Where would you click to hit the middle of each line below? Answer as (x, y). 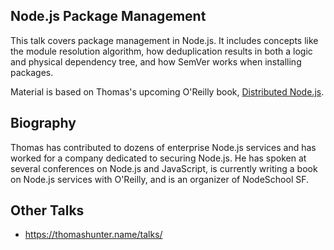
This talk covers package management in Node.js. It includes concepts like (164, 40)
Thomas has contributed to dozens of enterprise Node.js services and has (163, 147)
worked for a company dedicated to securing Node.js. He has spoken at (158, 158)
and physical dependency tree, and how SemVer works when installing (156, 61)
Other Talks (47, 210)
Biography (43, 123)
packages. (32, 72)
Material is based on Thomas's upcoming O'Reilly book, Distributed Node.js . (167, 91)
